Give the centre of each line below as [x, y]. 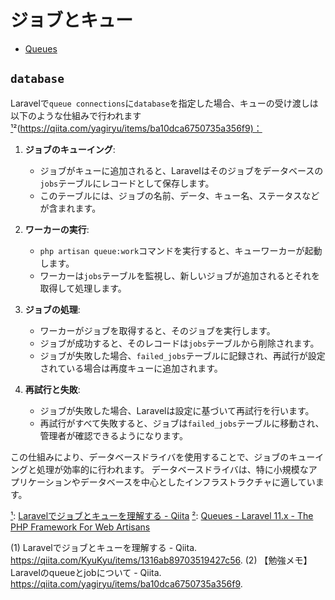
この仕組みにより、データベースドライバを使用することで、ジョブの [150, 457]
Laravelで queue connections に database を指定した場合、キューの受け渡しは [164, 103]
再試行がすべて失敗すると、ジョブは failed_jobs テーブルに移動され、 [182, 423]
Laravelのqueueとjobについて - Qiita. [86, 572]
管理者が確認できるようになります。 [113, 435]
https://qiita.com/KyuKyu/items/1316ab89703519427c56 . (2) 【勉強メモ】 [161, 560]
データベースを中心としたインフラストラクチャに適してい [197, 482]
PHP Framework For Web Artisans [80, 527]
